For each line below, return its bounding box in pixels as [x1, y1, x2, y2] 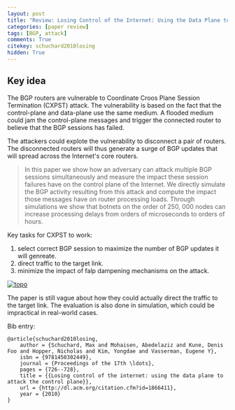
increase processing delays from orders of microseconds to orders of [24, 210, 225, 218]
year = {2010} [20, 390, 61, 397]
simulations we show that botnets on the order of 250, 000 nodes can [24, 202, 226, 210]
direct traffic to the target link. [17, 259, 104, 268]
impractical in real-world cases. [7, 308, 99, 316]
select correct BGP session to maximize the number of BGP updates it [17, 244, 219, 252]
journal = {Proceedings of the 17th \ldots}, [20, 360, 155, 367]
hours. [24, 217, 43, 226]
